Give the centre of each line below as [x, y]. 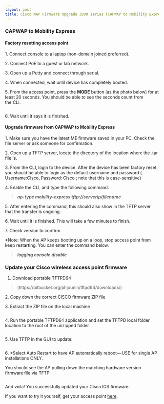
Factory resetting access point [37, 43]
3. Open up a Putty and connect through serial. [52, 73]
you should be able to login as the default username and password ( [73, 172]
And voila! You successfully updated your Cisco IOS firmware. [68, 387]
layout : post [18, 10]
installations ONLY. [24, 358]
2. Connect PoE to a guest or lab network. [47, 63]
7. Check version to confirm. [33, 230]
